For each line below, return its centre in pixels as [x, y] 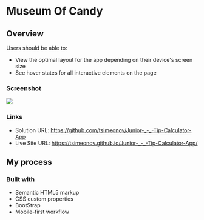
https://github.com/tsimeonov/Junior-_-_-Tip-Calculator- [121, 130]
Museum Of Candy [55, 11]
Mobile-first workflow [42, 212]
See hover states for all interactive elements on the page [86, 73]
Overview [25, 34]
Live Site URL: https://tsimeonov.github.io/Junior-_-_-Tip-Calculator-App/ [106, 143]
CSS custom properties [44, 199]
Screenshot [24, 88]
